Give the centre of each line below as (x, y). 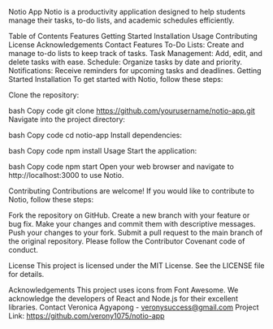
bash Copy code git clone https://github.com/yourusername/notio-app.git (132, 110)
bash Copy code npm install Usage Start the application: (103, 151)
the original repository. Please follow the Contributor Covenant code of (127, 241)
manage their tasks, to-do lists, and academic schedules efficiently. (121, 20)
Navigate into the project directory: (67, 119)
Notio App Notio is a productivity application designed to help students (127, 12)
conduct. (24, 250)
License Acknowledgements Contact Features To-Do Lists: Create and (126, 45)
